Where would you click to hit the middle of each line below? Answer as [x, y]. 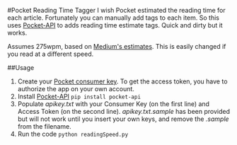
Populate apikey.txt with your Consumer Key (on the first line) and [114, 104]
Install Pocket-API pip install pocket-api [79, 96]
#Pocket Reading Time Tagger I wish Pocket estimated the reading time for [117, 10]
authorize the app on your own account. [76, 89]
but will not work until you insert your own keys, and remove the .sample [123, 119]
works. [17, 33]
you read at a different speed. [51, 54]
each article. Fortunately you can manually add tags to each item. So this [113, 18]
